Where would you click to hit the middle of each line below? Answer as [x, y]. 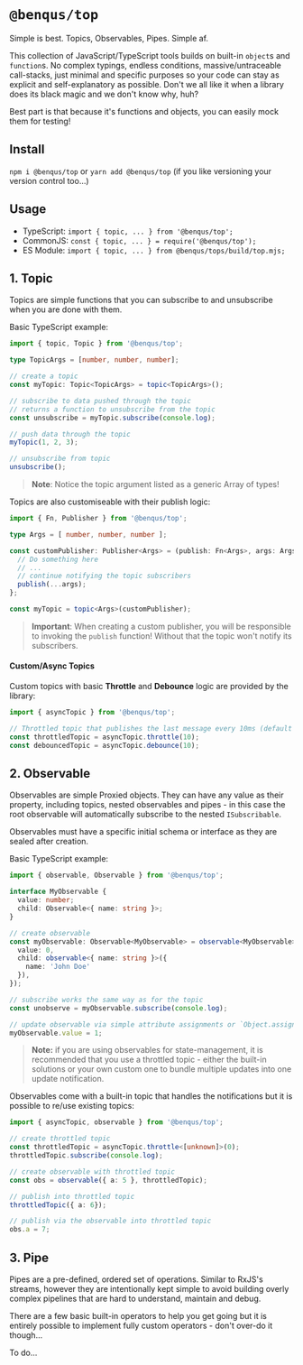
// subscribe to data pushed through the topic [101, 401]
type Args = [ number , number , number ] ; [88, 534]
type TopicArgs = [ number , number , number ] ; [94, 360]
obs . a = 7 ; [30, 1230]
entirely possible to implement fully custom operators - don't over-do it [141, 1325]
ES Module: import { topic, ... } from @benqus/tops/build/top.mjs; [154, 250]
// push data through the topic [70, 434]
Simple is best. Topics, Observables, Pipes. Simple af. [109, 38]
